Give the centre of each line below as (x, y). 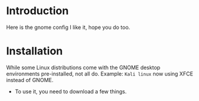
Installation (35, 51)
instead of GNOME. (30, 80)
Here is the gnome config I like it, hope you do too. (68, 27)
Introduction (38, 11)
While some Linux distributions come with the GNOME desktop (83, 67)
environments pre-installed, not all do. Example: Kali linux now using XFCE (100, 74)
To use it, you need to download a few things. (71, 91)
